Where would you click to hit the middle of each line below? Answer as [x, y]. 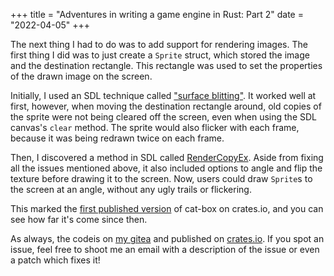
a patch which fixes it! [55, 260]
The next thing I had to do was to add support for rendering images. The [159, 44]
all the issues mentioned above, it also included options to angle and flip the [166, 168]
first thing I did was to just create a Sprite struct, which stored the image [160, 55]
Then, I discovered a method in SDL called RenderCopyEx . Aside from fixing [167, 157]
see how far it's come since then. [79, 219]
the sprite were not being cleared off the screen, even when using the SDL [163, 117]
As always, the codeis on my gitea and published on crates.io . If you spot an [167, 238]
